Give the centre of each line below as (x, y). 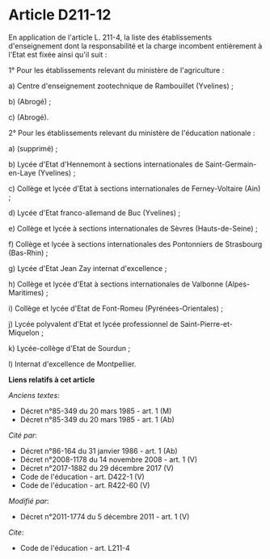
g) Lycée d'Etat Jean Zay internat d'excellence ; (88, 268)
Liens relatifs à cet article (52, 379)
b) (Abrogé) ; (30, 101)
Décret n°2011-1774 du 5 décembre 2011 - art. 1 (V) (105, 516)
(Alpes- (238, 284)
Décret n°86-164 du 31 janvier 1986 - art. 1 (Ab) (99, 451)
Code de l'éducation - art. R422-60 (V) (85, 485)
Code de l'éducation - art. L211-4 (75, 548)
